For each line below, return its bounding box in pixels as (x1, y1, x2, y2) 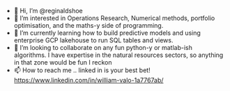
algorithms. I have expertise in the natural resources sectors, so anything (13, 51, 224, 59)
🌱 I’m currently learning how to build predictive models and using (13, 28, 201, 37)
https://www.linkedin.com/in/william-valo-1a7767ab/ (13, 76, 164, 84)
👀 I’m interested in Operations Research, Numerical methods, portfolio (13, 14, 215, 22)
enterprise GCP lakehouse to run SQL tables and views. (13, 36, 174, 44)
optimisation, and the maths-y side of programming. (13, 22, 164, 29)
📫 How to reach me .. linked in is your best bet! (13, 66, 151, 74)
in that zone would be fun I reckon (13, 58, 112, 66)
